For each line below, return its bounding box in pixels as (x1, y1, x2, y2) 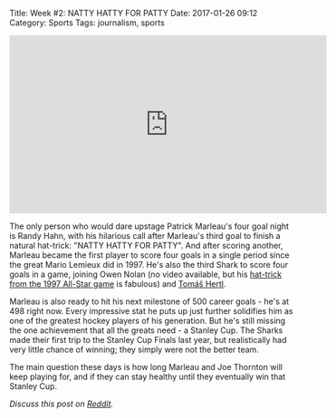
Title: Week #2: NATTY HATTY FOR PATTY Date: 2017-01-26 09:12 (9, 8, 258, 18)
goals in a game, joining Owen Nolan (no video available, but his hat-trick (9, 269, 283, 280)
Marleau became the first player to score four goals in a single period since (9, 250, 290, 261)
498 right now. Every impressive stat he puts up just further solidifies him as (9, 306, 293, 316)
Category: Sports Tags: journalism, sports (9, 17, 165, 28)
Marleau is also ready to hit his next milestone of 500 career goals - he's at (9, 296, 290, 307)
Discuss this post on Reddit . (9, 398, 114, 409)
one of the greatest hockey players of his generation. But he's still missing (9, 316, 286, 326)
